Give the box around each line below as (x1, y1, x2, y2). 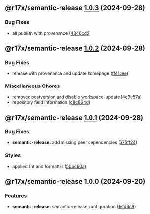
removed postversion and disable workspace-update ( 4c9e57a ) (12, 94, 142, 100)
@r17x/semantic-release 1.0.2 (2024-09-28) (5, 44, 145, 53)
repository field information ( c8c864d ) (12, 99, 90, 105)
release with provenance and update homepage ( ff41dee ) (12, 70, 129, 76)
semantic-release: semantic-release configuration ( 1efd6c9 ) (12, 204, 136, 210)
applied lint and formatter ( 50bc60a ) (12, 163, 86, 169)
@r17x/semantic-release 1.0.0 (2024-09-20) (5, 177, 146, 186)
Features (5, 192, 27, 199)
